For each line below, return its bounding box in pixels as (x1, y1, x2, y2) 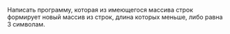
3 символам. (7, 20, 45, 28)
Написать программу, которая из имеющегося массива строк (7, 6, 194, 14)
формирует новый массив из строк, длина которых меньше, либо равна (7, 13, 223, 21)
